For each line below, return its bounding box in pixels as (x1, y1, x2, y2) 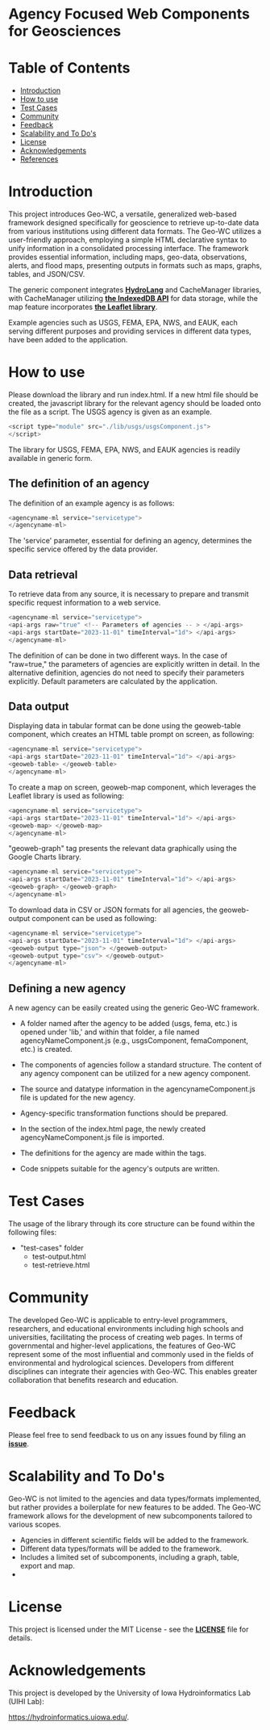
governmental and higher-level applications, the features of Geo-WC (8, 1341, 236, 1351)
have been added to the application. (8, 335, 128, 345)
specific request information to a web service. (8, 598, 161, 608)
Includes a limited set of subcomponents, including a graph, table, (19, 1552, 239, 1562)
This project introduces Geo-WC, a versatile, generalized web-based (8, 209, 237, 219)
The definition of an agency (8, 477, 150, 491)
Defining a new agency (8, 982, 127, 995)
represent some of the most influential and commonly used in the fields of (8, 1350, 254, 1359)
